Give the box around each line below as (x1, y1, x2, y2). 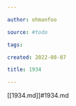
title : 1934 (7, 67, 41, 73)
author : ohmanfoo (7, 16, 57, 23)
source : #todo (7, 28, 48, 35)
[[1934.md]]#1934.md (7, 91, 69, 100)
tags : (7, 41, 23, 48)
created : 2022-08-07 (7, 53, 67, 61)
